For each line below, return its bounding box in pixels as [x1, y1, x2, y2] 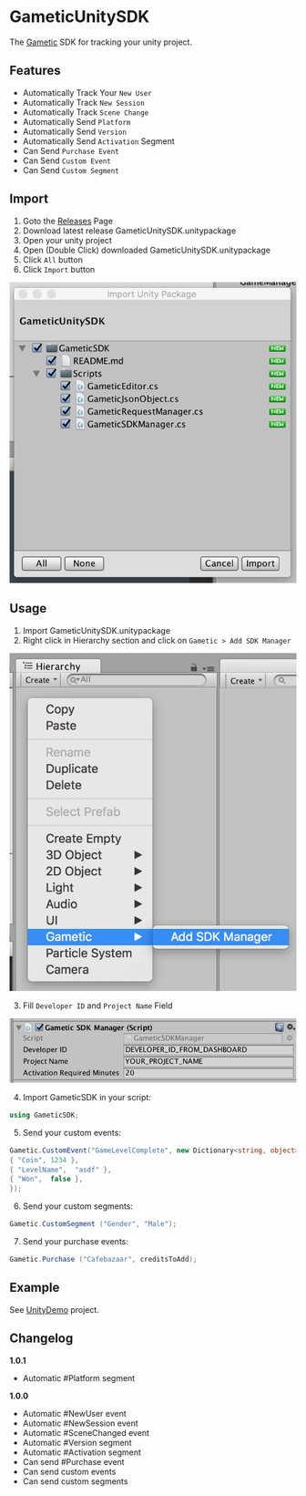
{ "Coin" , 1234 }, [9, 1155, 79, 1164]
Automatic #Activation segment [22, 1447, 141, 1458]
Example [9, 1280, 60, 1295]
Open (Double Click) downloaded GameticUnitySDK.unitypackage [22, 244, 271, 255]
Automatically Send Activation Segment [22, 135, 175, 147]
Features [9, 63, 61, 78]
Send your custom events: [22, 1127, 121, 1138]
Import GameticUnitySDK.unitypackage [22, 624, 171, 635]
